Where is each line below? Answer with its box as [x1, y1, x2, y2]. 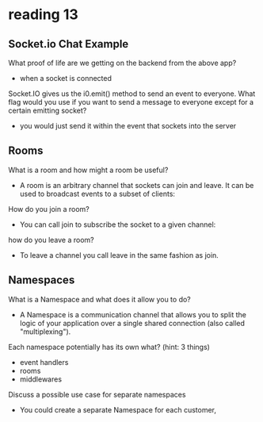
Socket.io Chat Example [8, 37, 129, 51]
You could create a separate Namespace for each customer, [19, 405, 216, 414]
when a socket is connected [19, 74, 112, 82]
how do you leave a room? [8, 235, 95, 244]
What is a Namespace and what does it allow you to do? [8, 294, 192, 304]
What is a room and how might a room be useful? [8, 165, 169, 175]
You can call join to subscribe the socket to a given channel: [19, 220, 216, 229]
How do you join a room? [8, 204, 90, 213]
